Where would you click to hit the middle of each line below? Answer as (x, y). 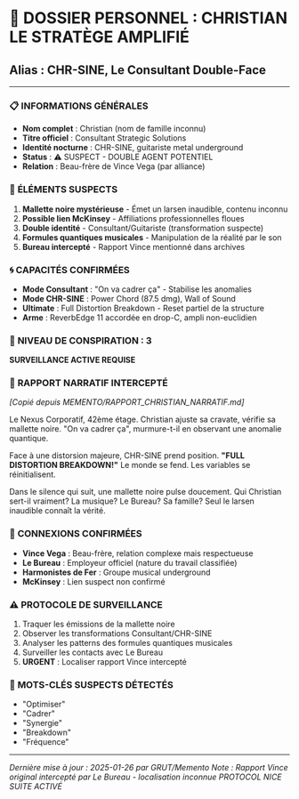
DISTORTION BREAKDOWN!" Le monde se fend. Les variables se (130, 465)
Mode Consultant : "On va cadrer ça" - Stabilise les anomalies (137, 289)
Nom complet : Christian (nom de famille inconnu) (114, 129)
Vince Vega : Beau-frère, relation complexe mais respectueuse (137, 553)
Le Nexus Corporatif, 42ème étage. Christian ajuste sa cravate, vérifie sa (142, 420)
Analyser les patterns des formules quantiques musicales (127, 643)
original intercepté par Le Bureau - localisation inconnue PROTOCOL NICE (145, 777)
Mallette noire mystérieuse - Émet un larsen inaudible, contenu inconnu (155, 209)
